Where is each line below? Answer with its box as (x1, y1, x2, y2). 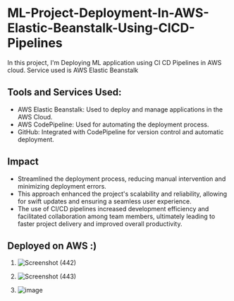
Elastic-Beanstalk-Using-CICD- (7, 20, 195, 36)
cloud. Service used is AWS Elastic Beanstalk (7, 66, 139, 74)
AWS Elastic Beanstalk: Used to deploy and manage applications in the (17, 105, 223, 114)
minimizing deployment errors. (17, 182, 107, 190)
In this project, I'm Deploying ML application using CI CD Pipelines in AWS (7, 58, 222, 66)
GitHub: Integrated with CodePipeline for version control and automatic (17, 127, 224, 136)
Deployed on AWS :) (7, 240, 97, 252)
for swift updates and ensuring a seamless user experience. (17, 196, 192, 206)
